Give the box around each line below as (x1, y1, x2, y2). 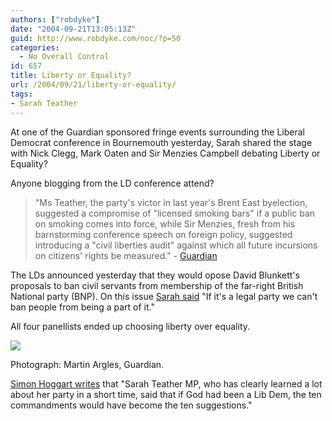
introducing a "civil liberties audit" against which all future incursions (34, 239, 318, 251)
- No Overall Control (19, 52, 110, 62)
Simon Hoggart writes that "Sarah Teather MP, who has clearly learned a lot (10, 377, 323, 390)
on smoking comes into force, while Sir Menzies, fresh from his (34, 217, 296, 230)
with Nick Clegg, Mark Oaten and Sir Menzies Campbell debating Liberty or (10, 147, 321, 159)
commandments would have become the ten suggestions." (10, 399, 253, 411)
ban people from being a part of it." (10, 301, 155, 313)
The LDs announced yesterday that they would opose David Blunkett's (10, 269, 300, 281)
